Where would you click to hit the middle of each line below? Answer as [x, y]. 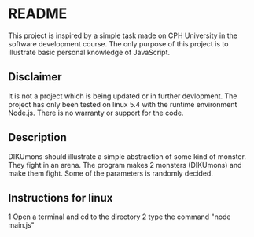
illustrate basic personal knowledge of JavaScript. [89, 52]
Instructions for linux [61, 198]
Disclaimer [35, 77]
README [38, 14]
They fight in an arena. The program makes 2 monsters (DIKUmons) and [125, 165]
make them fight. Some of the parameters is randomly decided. [111, 173]
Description [37, 137]
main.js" [22, 225]
